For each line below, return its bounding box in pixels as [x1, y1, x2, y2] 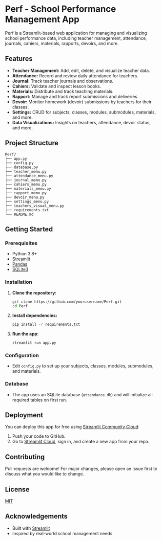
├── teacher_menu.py [5, 169, 47, 174]
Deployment [5, 411, 43, 419]
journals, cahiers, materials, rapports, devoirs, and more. [5, 40, 119, 46]
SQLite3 [12, 267, 29, 272]
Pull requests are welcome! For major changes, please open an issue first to [5, 466, 158, 472]
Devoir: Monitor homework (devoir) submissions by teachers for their [12, 99, 152, 105]
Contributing [5, 452, 45, 461]
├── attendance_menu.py [5, 173, 54, 178]
